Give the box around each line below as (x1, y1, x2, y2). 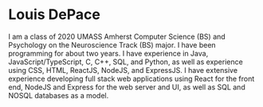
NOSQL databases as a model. (8, 90, 109, 100)
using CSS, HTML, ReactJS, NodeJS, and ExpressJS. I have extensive (8, 65, 237, 75)
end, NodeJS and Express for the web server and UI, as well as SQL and (8, 82, 245, 92)
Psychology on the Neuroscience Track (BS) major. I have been (8, 40, 217, 49)
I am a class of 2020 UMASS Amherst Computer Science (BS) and (8, 32, 226, 41)
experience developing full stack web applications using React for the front (8, 74, 255, 83)
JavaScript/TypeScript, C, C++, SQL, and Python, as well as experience (8, 57, 243, 67)
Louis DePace (8, 6, 101, 24)
